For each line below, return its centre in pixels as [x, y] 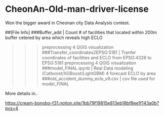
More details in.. [21, 93]
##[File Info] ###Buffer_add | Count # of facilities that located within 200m [81, 32]
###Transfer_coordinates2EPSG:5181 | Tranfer [89, 52]
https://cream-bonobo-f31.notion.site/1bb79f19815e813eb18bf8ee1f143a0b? [82, 103]
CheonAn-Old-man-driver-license [77, 9]
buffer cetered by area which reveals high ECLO [54, 38]
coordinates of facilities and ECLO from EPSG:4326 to [97, 57]
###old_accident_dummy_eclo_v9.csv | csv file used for [99, 78]
